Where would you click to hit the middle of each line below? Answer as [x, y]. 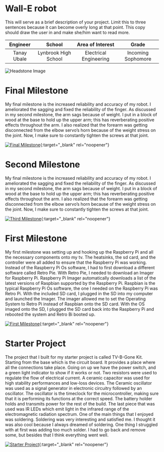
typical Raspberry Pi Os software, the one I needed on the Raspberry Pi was [82, 288]
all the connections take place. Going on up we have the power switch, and [81, 367]
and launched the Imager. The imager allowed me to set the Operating [75, 299]
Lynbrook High [54, 53]
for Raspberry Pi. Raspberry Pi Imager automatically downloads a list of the [81, 278]
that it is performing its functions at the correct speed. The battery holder [79, 398]
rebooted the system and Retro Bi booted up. [50, 314]
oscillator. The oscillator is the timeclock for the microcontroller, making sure [82, 393]
